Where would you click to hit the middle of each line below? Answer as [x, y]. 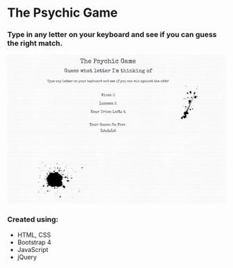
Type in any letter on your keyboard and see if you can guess [112, 35]
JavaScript [33, 249]
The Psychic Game [63, 13]
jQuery [27, 257]
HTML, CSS [34, 235]
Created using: [33, 219]
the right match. [35, 43]
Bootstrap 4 [34, 242]
